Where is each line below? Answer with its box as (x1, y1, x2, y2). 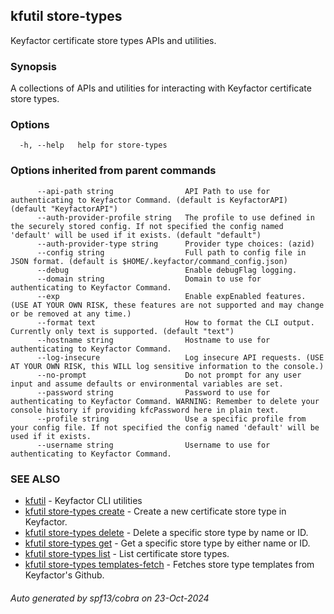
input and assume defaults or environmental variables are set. (10, 379, 284, 389)
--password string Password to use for (36, 387, 271, 398)
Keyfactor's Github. (24, 569, 105, 581)
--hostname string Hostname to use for (36, 335, 271, 345)
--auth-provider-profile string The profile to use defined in (36, 212, 315, 223)
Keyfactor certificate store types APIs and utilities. (10, 34, 217, 46)
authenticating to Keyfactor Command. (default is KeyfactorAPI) (10, 195, 288, 205)
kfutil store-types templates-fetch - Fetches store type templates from (24, 559, 315, 570)
